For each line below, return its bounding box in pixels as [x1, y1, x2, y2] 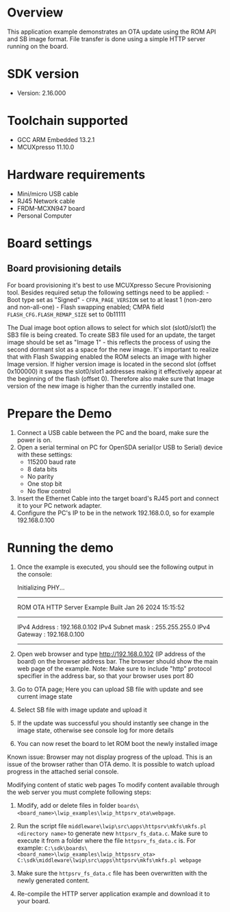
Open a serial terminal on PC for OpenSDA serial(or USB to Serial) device [16, 443, 223, 451]
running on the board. [7, 42, 68, 50]
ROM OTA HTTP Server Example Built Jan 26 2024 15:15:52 [16, 603, 185, 611]
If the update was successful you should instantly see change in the [16, 718, 209, 727]
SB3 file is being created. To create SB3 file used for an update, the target [7, 331, 216, 339]
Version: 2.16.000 [16, 89, 66, 97]
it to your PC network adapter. [16, 501, 102, 509]
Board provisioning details [7, 263, 122, 274]
